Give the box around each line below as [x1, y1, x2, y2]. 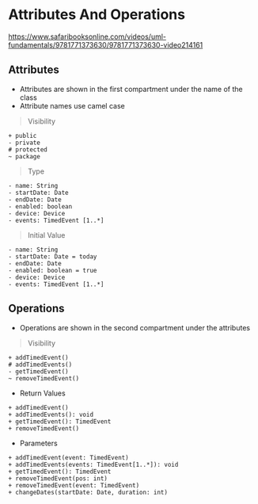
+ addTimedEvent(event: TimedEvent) [8, 453, 129, 461]
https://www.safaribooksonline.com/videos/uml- [8, 32, 167, 41]
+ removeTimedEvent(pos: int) [8, 474, 108, 483]
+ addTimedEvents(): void [8, 410, 93, 418]
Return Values [19, 388, 66, 398]
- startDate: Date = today [8, 252, 97, 261]
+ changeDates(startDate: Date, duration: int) [8, 488, 169, 496]
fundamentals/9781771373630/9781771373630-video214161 [8, 40, 203, 49]
